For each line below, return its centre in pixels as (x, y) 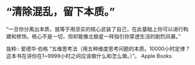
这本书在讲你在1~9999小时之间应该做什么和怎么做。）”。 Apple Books (89, 56)
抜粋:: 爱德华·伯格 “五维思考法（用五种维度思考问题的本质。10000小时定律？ (98, 48)
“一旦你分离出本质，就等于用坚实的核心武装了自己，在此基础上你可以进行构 (97, 29)
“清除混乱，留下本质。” (61, 12)
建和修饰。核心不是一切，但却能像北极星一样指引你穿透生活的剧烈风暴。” (93, 36)
